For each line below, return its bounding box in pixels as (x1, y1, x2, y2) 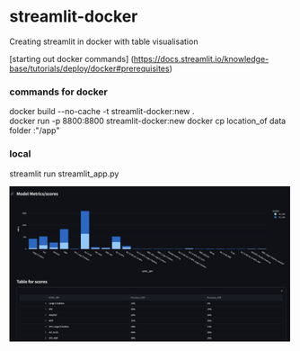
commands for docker (9, 85, 108, 98)
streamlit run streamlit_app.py (9, 168, 119, 179)
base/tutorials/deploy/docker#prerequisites (9, 63, 170, 74)
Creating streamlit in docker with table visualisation (9, 36, 199, 47)
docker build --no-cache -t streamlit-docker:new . (9, 106, 195, 117)
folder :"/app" (9, 125, 60, 136)
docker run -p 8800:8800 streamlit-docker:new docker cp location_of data (9, 115, 287, 127)
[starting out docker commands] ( (9, 53, 135, 64)
